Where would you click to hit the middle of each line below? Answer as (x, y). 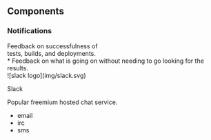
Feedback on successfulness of (52, 46)
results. (18, 68)
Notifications (30, 31)
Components (36, 11)
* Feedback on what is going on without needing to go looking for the (106, 61)
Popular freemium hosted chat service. (62, 102)
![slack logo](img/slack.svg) (47, 75)
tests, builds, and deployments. (52, 53)
